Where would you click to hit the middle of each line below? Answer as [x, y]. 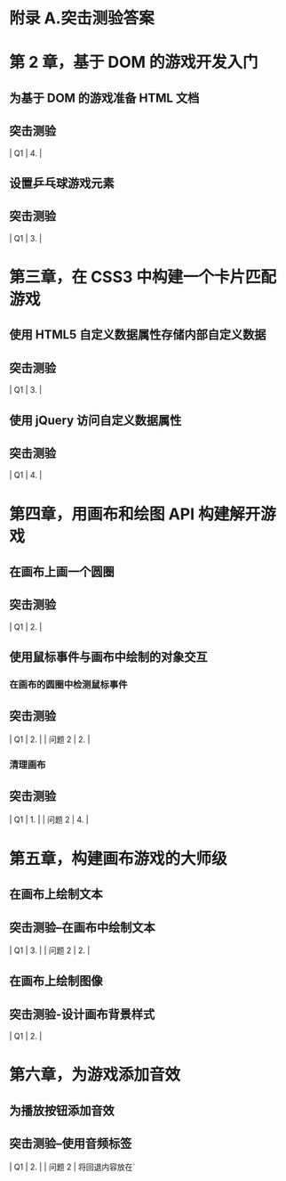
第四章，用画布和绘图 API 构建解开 [135, 514]
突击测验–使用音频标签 [71, 1144]
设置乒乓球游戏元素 [62, 183]
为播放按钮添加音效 [62, 1110]
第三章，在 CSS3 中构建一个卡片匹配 [143, 277]
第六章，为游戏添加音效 [95, 1075]
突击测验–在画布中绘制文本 [82, 927]
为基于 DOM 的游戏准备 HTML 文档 [104, 98]
